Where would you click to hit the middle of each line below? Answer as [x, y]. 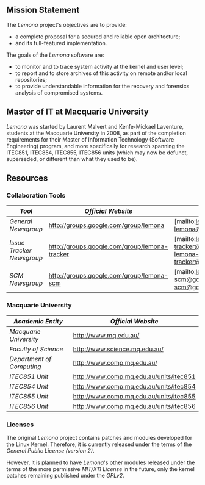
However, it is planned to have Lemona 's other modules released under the [101, 462]
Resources [27, 178]
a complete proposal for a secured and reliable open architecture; [98, 37]
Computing [25, 367]
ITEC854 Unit [29, 386]
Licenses [20, 425]
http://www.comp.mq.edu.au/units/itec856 [134, 406]
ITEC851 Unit [29, 376]
